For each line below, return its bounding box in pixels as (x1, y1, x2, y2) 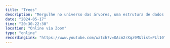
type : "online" (5, 30, 37, 35)
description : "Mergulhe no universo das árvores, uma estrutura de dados (5, 12, 164, 17)
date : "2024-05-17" (5, 16, 47, 21)
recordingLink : (5, 35, 37, 40)
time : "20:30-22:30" (5, 21, 49, 26)
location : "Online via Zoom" (5, 26, 67, 31)
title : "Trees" (5, 7, 37, 12)
